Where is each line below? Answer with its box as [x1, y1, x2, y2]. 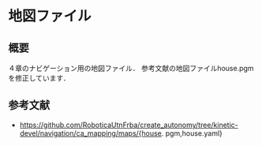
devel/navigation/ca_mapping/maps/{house [19, 128, 162, 138]
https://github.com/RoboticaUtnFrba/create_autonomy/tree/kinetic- [19, 120, 239, 129]
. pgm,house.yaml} [161, 128, 223, 138]
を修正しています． [8, 73, 71, 83]
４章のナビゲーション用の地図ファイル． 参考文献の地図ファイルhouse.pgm [8, 64, 254, 73]
